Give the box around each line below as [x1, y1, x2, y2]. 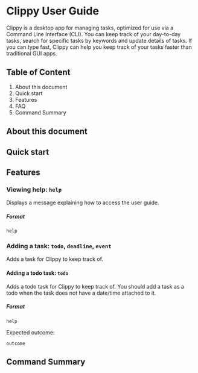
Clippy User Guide [6, 4, 100, 18]
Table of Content [6, 67, 71, 78]
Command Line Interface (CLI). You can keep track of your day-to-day [6, 30, 181, 37]
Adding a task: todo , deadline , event [6, 242, 112, 251]
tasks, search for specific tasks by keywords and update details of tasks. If [6, 37, 193, 44]
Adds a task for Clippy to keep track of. [6, 255, 104, 263]
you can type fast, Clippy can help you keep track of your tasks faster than [6, 43, 192, 51]
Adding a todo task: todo [6, 269, 69, 277]
